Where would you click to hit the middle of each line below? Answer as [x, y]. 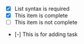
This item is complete [41, 16]
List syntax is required [42, 9]
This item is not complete [46, 22]
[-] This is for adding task [46, 34]
